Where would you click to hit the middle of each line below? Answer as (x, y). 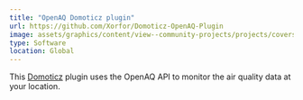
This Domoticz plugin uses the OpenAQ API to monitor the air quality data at (150, 77)
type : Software (38, 43)
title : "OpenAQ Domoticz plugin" (72, 18)
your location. (35, 86)
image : (22, 34)
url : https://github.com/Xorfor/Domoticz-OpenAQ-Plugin (116, 26)
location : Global (42, 51)
